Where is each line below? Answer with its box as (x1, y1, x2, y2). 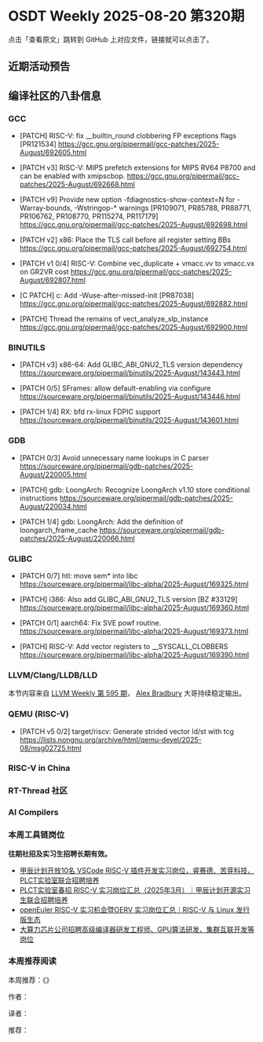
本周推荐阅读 (8, 956, 57, 967)
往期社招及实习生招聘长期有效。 (8, 849, 111, 858)
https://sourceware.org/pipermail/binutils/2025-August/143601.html (19, 416, 239, 425)
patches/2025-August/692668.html (19, 180, 135, 189)
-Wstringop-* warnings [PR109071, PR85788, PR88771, (74, 204, 252, 213)
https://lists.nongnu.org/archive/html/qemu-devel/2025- (19, 735, 202, 744)
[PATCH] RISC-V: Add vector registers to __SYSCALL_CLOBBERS (19, 641, 228, 651)
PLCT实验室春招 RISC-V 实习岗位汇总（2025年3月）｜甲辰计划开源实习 (19, 885, 251, 894)
